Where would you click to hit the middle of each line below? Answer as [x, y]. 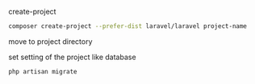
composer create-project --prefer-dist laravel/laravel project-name [128, 26]
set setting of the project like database [72, 57]
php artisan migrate [43, 71]
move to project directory [50, 41]
